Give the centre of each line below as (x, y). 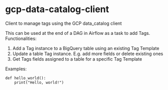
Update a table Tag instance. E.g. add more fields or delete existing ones (88, 54)
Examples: (16, 69)
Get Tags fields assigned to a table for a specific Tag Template (77, 59)
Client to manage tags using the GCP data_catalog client (64, 23)
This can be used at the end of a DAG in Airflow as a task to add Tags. (78, 33)
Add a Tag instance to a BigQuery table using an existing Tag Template (86, 48)
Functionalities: (21, 38)
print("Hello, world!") (39, 82)
